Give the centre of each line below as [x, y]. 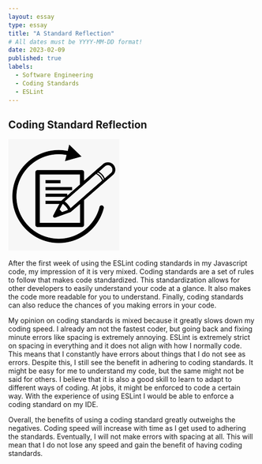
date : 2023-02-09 [37, 50]
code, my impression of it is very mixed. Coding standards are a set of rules [131, 272]
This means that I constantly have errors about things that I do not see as [127, 354]
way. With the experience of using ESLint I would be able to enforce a [121, 396]
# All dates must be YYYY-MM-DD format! [76, 42]
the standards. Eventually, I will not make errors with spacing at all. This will [131, 437]
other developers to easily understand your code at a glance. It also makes [129, 289]
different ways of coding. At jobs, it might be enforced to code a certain [124, 388]
